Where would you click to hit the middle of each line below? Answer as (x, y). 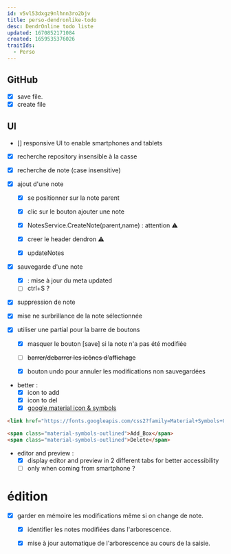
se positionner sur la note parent (73, 198)
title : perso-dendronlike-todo (52, 20)
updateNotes (46, 253)
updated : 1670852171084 (41, 33)
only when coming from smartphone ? (81, 468)
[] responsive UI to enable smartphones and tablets (90, 143)
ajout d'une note (40, 184)
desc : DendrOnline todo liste (51, 26)
